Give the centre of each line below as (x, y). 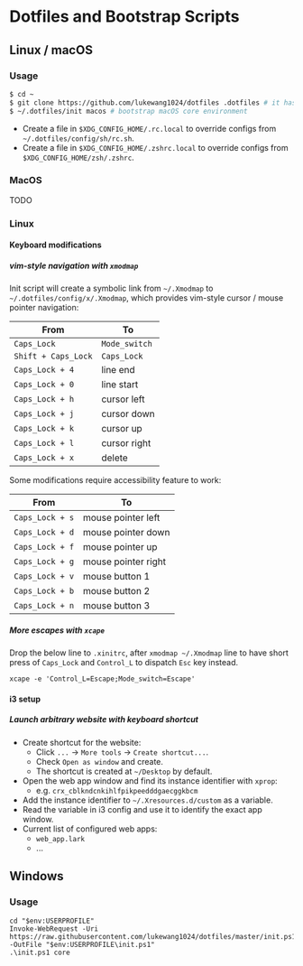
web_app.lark (60, 839)
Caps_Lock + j (44, 414)
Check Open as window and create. (100, 761)
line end (118, 370)
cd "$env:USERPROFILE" (52, 921)
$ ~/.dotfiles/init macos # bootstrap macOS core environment (129, 111)
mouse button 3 (116, 606)
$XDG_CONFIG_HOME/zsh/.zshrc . (78, 157)
